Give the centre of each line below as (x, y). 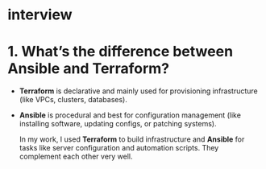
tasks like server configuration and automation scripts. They (119, 148)
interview (40, 15)
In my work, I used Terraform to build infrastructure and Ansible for (132, 139)
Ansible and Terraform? (89, 69)
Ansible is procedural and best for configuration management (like (130, 115)
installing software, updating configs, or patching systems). (118, 124)
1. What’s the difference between (121, 52)
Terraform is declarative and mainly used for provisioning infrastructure (139, 91)
